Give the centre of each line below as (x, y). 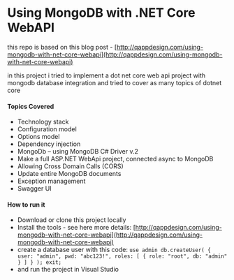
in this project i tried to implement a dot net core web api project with (107, 75)
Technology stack (43, 122)
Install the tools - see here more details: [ (76, 228)
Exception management (51, 181)
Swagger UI (34, 189)
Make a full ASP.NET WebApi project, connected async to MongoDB (115, 159)
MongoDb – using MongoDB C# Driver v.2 (78, 152)
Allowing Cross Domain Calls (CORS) (70, 166)
